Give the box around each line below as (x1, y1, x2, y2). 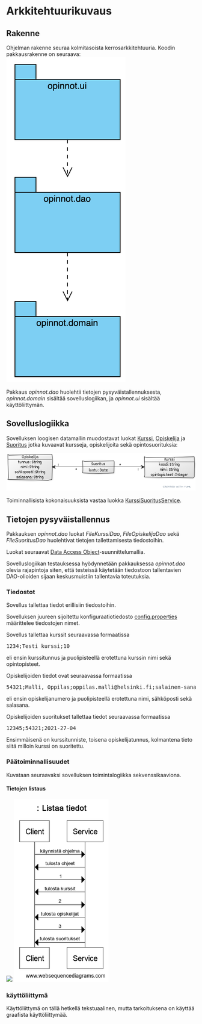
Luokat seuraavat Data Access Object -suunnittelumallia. (6, 548, 145, 555)
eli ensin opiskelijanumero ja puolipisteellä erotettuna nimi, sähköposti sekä (6, 695, 192, 703)
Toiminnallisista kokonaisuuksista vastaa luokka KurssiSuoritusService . (6, 497, 182, 504)
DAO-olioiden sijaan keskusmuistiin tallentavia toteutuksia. (6, 573, 151, 580)
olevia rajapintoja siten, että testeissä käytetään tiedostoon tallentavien (6, 566, 182, 573)
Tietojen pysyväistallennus (6, 514, 110, 524)
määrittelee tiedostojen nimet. (6, 619, 80, 627)
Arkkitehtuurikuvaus (6, 4, 112, 18)
